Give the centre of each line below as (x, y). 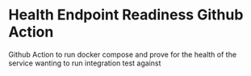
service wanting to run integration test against (85, 63)
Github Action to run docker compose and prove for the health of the (122, 54)
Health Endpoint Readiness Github (126, 15)
